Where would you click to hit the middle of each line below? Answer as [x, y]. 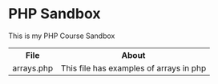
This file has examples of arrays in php [133, 68]
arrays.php [33, 68]
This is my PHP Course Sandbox [62, 36]
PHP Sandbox [55, 14]
